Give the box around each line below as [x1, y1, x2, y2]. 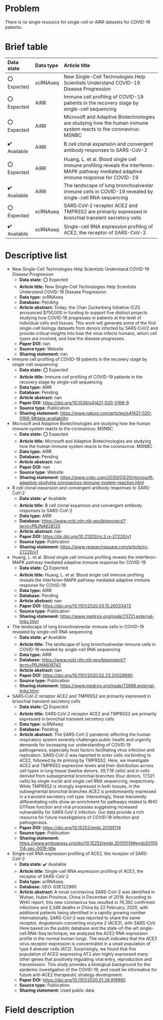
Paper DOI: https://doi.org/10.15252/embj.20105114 [19, 825, 121, 830]
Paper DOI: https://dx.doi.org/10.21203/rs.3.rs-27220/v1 [19, 533, 131, 539]
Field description [5, 1004, 75, 1015]
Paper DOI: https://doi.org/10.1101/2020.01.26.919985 [19, 977, 126, 982]
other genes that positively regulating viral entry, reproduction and [19, 956, 152, 962]
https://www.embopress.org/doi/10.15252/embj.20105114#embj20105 [19, 840, 158, 846]
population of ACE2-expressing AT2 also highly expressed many [19, 951, 148, 957]
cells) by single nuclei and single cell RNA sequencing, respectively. [19, 778, 155, 784]
